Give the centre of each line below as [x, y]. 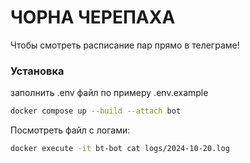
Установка [37, 71]
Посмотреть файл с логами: [70, 130]
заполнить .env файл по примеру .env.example [109, 93]
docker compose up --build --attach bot [96, 111]
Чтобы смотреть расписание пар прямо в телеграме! [125, 45]
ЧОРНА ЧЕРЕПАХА [93, 17]
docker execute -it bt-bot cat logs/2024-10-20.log [120, 149]
